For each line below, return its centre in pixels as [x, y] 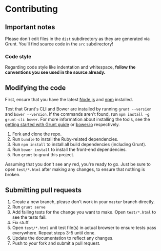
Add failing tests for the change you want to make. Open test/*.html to [84, 212]
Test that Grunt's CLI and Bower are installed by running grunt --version [78, 109]
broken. [13, 175]
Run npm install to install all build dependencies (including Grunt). [79, 145]
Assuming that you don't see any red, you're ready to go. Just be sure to [78, 164]
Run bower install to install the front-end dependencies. [69, 149]
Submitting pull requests [43, 190]
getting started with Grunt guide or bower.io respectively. [62, 125]
